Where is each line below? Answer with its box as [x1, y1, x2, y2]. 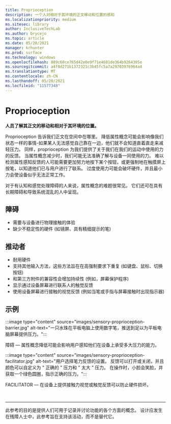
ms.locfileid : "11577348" [5, 83, 60, 88]
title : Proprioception [5, 7, 53, 13]
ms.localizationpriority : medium [5, 17, 76, 22]
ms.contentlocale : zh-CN [5, 74, 58, 79]
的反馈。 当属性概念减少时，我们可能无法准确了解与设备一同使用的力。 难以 [5, 152, 164, 158]
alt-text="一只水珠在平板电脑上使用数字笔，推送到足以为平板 [30, 325, 158, 331]
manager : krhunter [5, 45, 44, 50]
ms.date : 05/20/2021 [5, 41, 49, 46]
